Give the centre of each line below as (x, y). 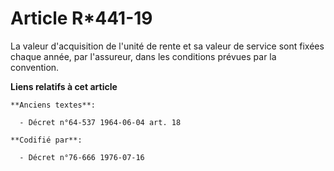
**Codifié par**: (46, 140)
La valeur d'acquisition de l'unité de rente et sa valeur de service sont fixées (167, 46)
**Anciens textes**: (53, 105)
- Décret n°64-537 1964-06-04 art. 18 (100, 122)
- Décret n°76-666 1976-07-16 (82, 157)
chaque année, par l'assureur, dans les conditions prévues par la (143, 56)
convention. (35, 67)
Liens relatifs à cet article (64, 86)
